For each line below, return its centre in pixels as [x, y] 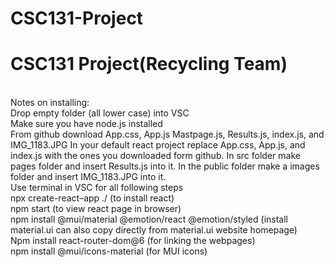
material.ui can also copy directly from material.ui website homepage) [154, 230]
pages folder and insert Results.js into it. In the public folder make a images [165, 166]
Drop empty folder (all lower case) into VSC [100, 113]
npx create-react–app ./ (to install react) [92, 198]
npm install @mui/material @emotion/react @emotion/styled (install [149, 219]
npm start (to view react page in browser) [96, 209]
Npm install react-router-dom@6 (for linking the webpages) [133, 241]
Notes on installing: [50, 103]
